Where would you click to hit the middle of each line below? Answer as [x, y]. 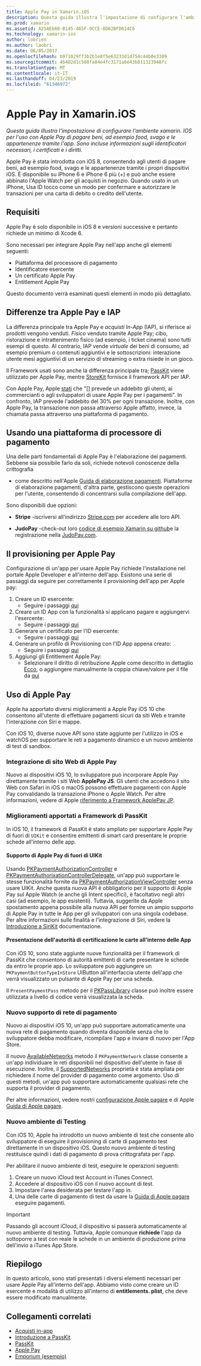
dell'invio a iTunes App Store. [42, 1245]
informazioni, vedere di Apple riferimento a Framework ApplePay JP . [91, 800]
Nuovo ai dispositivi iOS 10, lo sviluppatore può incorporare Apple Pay [92, 775]
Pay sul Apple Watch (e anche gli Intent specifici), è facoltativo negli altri [95, 894]
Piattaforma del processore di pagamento [66, 262]
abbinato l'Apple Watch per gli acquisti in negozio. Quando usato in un [93, 180]
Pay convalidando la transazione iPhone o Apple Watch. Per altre [86, 794]
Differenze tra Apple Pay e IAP [63, 313]
